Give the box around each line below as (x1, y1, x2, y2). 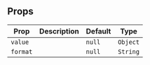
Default (86, 26, 111, 36)
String (118, 48, 140, 55)
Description (39, 26, 79, 36)
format (11, 48, 33, 55)
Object (118, 38, 140, 46)
